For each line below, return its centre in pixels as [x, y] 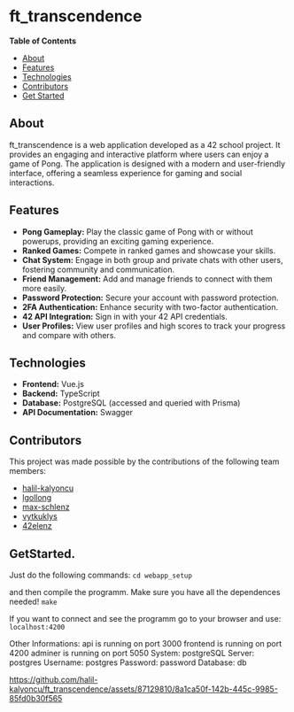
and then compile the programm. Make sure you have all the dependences [145, 592]
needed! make [33, 601]
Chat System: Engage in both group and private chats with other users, [152, 259]
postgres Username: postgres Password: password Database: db [128, 662]
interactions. [32, 182]
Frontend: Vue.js [53, 384]
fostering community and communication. [98, 269]
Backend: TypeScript [61, 394]
